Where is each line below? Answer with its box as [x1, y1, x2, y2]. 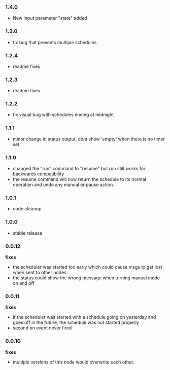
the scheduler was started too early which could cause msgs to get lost [12, 264, 162, 270]
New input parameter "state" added [12, 15, 87, 21]
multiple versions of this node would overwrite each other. [12, 359, 134, 365]
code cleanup [12, 206, 42, 212]
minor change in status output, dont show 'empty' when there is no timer [12, 136, 165, 142]
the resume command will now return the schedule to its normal [12, 176, 146, 182]
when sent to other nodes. [12, 269, 68, 275]
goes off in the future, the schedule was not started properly [12, 319, 140, 325]
